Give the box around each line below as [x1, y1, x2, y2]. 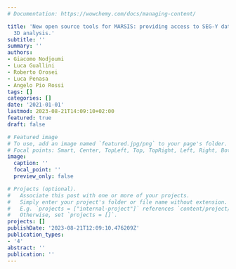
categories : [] [7, 95, 52, 102]
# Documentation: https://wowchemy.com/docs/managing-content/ [7, 10, 197, 18]
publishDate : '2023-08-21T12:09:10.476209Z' [7, 225, 140, 232]
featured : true [7, 114, 52, 122]
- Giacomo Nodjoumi [7, 55, 65, 63]
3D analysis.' [13, 29, 55, 37]
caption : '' [13, 159, 49, 167]
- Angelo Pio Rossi [7, 81, 65, 88]
